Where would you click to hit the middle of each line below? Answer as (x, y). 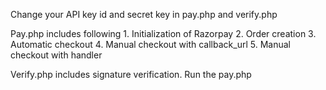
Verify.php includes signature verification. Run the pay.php (131, 74)
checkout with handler (56, 55)
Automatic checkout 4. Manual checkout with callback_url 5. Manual (150, 44)
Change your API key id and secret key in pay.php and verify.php (144, 14)
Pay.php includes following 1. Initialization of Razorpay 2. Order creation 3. (163, 33)
